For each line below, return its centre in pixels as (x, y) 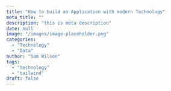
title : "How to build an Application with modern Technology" (86, 12)
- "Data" (23, 51)
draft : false (23, 78)
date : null (20, 28)
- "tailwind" (28, 73)
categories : (21, 40)
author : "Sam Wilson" (33, 56)
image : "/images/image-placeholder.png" (58, 34)
